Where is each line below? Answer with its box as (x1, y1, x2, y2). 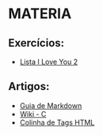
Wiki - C (19, 109, 47, 118)
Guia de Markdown (19, 100, 82, 111)
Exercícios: (8, 36, 65, 50)
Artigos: (8, 80, 50, 93)
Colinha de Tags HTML (19, 118, 95, 127)
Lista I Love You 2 (19, 57, 78, 66)
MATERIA (8, 5, 72, 23)
